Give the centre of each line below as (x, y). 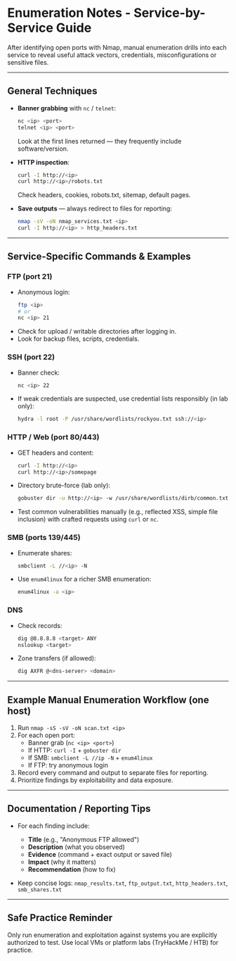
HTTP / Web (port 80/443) (53, 437)
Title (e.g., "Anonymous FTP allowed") (84, 839)
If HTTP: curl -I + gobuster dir (74, 750)
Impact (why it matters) (62, 862)
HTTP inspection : (44, 162)
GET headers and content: (55, 453)
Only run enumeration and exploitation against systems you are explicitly (112, 935)
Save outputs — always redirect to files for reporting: (94, 208)
